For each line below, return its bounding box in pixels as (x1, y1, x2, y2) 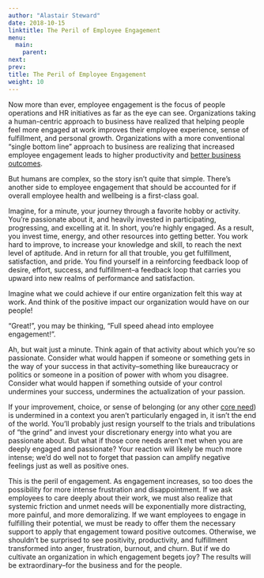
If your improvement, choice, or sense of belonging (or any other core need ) (8, 401, 257, 412)
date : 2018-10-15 (8, 19, 66, 27)
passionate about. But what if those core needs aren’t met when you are (8, 435, 243, 445)
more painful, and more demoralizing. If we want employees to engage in (8, 510, 247, 519)
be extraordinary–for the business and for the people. (8, 560, 183, 570)
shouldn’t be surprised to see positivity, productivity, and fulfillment (8, 535, 228, 545)
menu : (8, 33, 26, 42)
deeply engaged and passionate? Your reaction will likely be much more (8, 444, 243, 454)
